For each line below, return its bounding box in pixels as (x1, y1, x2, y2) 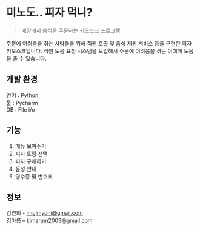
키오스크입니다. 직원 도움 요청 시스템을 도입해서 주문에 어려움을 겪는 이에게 (6, 47, 183, 55)
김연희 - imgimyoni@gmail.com (6, 209, 84, 217)
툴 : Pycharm (6, 99, 38, 106)
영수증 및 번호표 (15, 172, 53, 180)
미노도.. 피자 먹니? (6, 5, 93, 19)
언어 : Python (6, 92, 39, 99)
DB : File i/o (6, 106, 35, 113)
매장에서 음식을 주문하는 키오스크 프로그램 (21, 27, 121, 34)
